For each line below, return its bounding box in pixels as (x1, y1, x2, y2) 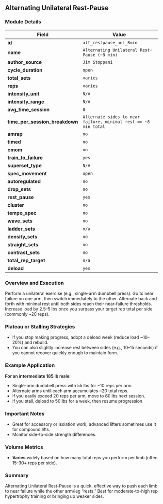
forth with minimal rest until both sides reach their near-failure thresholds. (5, 301, 152, 306)
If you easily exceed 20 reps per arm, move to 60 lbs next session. (12, 393, 146, 398)
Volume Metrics (5, 444, 44, 450)
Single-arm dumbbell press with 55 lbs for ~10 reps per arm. (12, 382, 133, 388)
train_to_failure (7, 154, 43, 161)
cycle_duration (7, 67, 43, 73)
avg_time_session (7, 106, 50, 113)
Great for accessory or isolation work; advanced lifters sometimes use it (12, 421, 156, 427)
